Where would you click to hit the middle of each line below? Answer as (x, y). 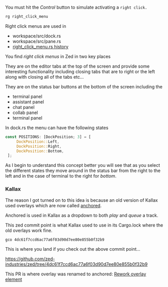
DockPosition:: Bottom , (40, 151)
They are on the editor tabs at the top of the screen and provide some (77, 66)
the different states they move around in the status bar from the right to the (83, 170)
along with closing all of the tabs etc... (45, 77)
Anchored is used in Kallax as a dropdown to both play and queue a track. (82, 215)
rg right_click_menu (27, 17)
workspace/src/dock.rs (37, 36)
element (14, 279)
